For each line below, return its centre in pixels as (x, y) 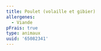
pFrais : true (22, 28)
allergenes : (21, 17)
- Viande (22, 22)
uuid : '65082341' (27, 39)
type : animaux (23, 33)
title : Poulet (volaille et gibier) (51, 11)
